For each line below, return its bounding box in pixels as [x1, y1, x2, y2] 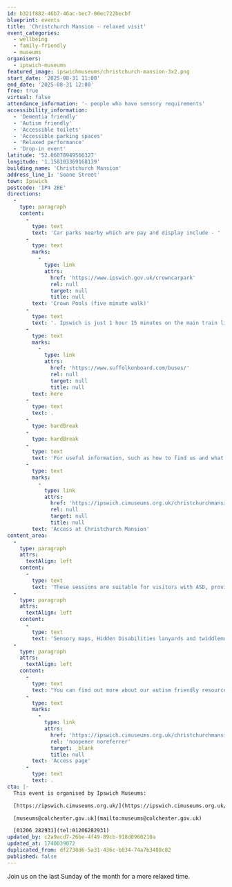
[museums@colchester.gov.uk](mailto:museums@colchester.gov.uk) [13, 815, 202, 822]
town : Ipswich [7, 177, 48, 184]
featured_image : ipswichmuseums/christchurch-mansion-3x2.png [7, 68, 190, 75]
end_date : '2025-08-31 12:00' [7, 81, 95, 88]
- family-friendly [13, 42, 67, 49]
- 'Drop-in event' [13, 146, 67, 152]
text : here [32, 390, 64, 397]
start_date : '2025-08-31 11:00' [7, 74, 100, 82]
